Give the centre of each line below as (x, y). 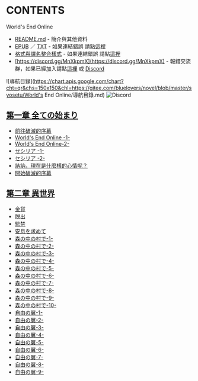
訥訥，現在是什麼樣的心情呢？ (51, 165)
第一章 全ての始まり (42, 115)
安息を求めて (30, 231)
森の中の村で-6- (34, 276)
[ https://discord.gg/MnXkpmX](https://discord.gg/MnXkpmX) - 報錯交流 (103, 61)
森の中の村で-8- (34, 290)
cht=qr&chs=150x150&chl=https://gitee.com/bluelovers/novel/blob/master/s (99, 88)
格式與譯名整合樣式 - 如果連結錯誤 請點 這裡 (68, 53)
